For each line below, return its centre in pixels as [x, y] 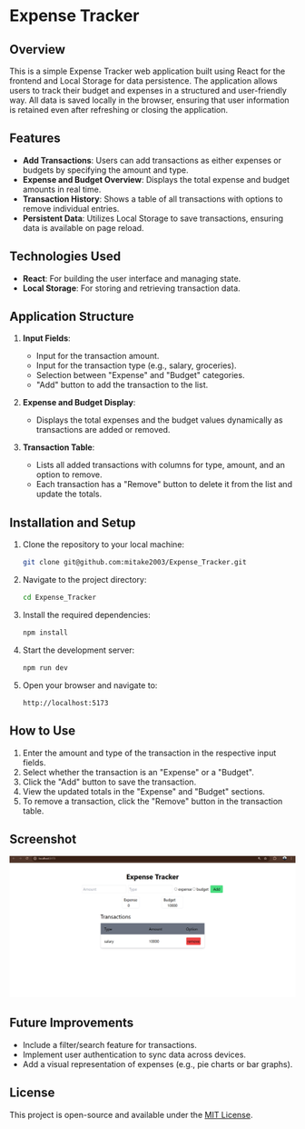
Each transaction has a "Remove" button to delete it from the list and [164, 485]
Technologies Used [65, 257]
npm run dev [45, 668]
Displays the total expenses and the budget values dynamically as [159, 420]
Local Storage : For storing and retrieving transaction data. [131, 288]
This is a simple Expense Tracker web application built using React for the [148, 71]
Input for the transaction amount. [98, 356]
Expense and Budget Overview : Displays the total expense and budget [156, 179]
